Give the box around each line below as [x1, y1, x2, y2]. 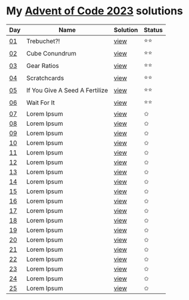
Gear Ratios [26, 61, 60, 70]
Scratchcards [26, 74, 64, 82]
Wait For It [26, 98, 55, 107]
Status [144, 26, 163, 34]
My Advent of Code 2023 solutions [6, 4, 184, 18]
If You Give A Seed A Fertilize [26, 86, 109, 95]
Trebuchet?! [26, 37, 60, 45]
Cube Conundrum [26, 50, 76, 58]
